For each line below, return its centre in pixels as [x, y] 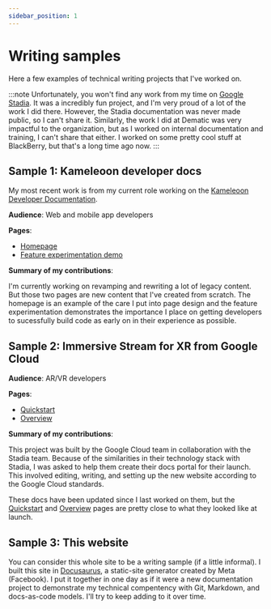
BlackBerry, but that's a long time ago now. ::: [84, 146]
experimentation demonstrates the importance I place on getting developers [135, 312]
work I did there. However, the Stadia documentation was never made [125, 111]
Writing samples [65, 55]
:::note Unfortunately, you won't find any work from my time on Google [126, 94]
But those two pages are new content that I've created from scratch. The [130, 295]
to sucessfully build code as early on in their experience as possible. [123, 321]
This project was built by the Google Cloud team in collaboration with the [130, 449]
